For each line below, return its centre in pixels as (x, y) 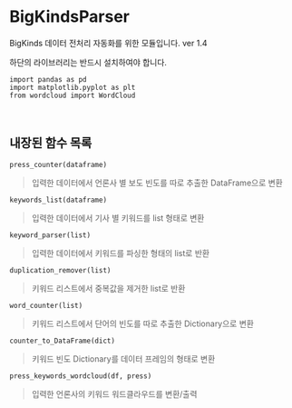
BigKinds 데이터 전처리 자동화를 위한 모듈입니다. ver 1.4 (108, 43)
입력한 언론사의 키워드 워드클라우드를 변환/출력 (114, 393)
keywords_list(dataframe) (58, 200)
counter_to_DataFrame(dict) (63, 341)
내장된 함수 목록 (51, 143)
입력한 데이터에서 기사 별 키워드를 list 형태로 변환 (118, 218)
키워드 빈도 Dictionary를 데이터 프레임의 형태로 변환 (123, 358)
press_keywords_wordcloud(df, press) (81, 376)
